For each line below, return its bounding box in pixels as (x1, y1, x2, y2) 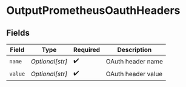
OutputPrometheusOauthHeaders (6, 4, 181, 18)
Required (73, 46, 101, 54)
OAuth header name (105, 57, 164, 65)
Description (117, 46, 152, 54)
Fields (6, 28, 30, 38)
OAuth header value (105, 69, 163, 78)
